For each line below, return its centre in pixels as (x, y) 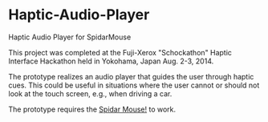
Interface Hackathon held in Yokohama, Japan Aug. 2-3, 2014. (111, 61)
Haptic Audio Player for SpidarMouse (70, 37)
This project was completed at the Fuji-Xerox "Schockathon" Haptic (120, 52)
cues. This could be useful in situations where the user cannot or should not (134, 85)
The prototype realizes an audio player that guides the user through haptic (131, 76)
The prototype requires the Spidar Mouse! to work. (92, 109)
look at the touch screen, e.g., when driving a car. (90, 93)
